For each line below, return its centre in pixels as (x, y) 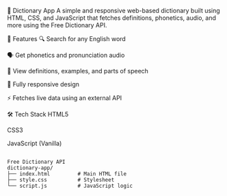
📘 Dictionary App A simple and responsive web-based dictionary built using (113, 11)
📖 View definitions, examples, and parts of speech (78, 71)
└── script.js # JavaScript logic (70, 186)
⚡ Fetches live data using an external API (65, 98)
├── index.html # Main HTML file (67, 174)
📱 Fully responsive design (43, 84)
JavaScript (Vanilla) (35, 143)
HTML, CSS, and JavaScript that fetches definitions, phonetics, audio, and (112, 18)
